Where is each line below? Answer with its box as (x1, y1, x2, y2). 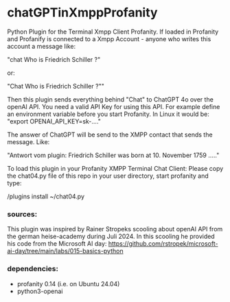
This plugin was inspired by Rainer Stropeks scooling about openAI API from (7, 225, 223, 233)
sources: (7, 209, 38, 219)
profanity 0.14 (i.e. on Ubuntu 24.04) (16, 279, 120, 288)
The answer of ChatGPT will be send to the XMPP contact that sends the (7, 130, 213, 139)
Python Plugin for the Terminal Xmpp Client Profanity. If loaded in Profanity (7, 27, 219, 36)
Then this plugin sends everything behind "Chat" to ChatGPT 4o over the (7, 95, 214, 104)
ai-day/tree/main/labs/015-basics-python (7, 247, 124, 255)
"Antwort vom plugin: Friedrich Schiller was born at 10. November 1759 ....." (7, 151, 220, 159)
